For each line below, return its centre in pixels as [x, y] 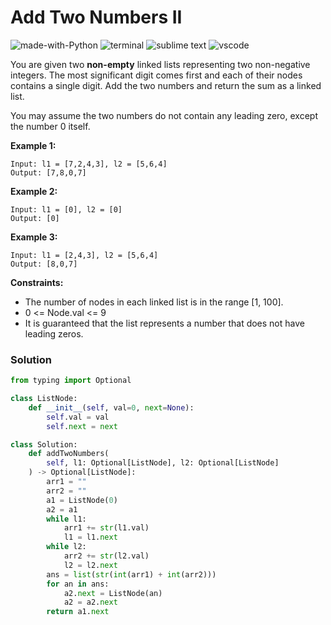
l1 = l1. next [90, 537]
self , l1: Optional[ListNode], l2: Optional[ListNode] [163, 463]
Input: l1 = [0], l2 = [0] [66, 209]
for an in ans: [78, 584]
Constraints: [37, 282]
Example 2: [34, 191]
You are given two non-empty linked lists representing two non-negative [160, 64]
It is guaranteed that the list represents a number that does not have [164, 323]
